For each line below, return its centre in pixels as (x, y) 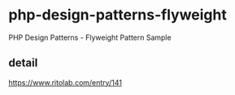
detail (23, 63)
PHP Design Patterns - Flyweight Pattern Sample (90, 37)
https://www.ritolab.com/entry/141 (65, 82)
